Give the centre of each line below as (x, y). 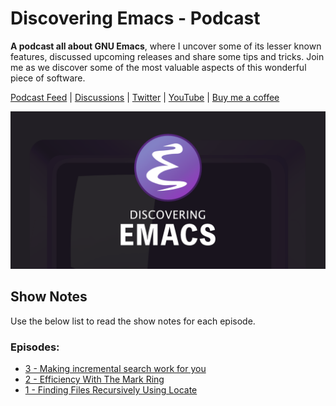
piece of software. (48, 78)
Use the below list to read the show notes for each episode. (133, 321)
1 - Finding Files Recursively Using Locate (111, 390)
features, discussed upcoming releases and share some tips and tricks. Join (167, 56)
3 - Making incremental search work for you (115, 369)
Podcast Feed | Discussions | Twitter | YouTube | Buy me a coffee (145, 97)
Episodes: (35, 347)
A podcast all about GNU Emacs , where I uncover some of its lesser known (166, 46)
